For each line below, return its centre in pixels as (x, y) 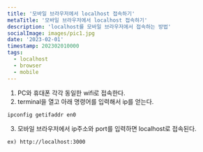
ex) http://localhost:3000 (46, 142)
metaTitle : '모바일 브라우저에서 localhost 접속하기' (77, 20)
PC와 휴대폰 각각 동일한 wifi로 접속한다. (71, 93)
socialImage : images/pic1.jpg (51, 33)
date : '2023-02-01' (36, 40)
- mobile (26, 72)
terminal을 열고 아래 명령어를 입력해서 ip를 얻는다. (85, 101)
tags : (15, 53)
